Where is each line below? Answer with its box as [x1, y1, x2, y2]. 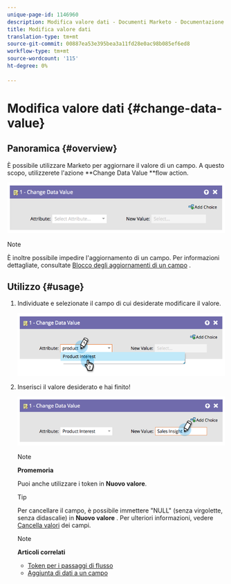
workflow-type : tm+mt [7, 48, 70, 55]
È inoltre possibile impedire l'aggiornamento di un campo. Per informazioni [7, 253, 220, 261]
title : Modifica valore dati [7, 26, 91, 33]
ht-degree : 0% [7, 62, 48, 69]
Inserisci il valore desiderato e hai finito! [17, 383, 131, 391]
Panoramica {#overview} [7, 143, 118, 155]
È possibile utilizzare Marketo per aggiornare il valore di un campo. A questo [7, 161, 225, 169]
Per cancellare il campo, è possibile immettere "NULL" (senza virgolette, [17, 506, 223, 515]
